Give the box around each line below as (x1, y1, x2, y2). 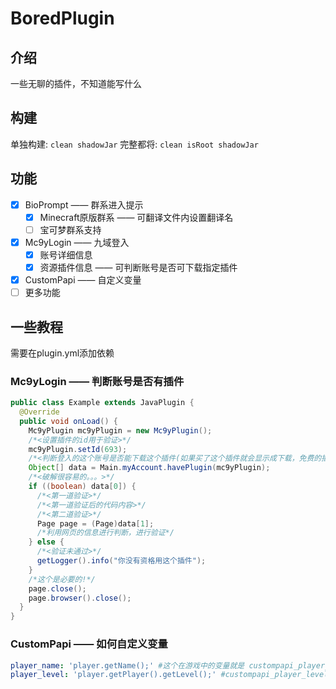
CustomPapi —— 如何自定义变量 (10, 637, 168, 651)
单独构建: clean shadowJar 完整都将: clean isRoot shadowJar (10, 138, 259, 150)
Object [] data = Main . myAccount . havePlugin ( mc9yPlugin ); (28, 463, 271, 473)
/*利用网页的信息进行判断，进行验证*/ (36, 528, 175, 538)
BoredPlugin (10, 7, 115, 30)
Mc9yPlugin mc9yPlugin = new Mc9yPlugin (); (28, 425, 213, 436)
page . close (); (28, 583, 87, 594)
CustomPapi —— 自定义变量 (24, 274, 142, 286)
